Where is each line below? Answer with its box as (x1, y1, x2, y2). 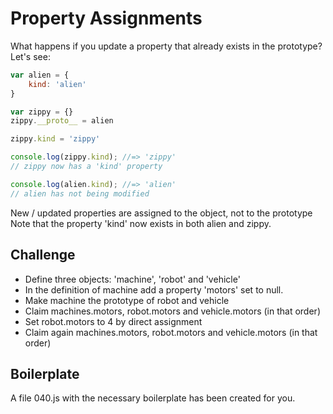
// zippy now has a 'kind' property (10, 162, 163, 172)
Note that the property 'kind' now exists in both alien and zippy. (10, 217, 272, 229)
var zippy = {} (10, 107, 74, 117)
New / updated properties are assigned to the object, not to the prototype (10, 207, 313, 219)
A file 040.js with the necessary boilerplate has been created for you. (10, 392, 296, 404)
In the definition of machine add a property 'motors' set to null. (24, 283, 284, 296)
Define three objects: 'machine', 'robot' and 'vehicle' (24, 273, 241, 285)
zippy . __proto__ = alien (10, 116, 114, 126)
